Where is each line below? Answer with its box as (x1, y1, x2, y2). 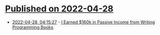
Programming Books (12, 24, 54, 30)
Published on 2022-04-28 (5, 3, 114, 14)
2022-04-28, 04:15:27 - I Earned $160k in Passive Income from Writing (12, 19, 155, 25)
